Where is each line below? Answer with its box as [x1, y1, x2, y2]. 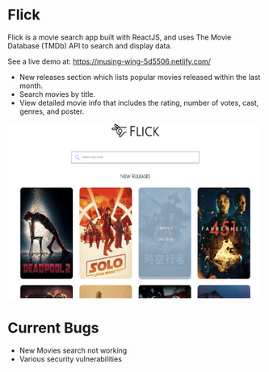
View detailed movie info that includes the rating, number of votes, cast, [19, 98, 259, 107]
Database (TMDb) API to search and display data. [7, 40, 173, 50]
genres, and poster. [19, 107, 85, 116]
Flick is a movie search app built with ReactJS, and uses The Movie [7, 32, 232, 42]
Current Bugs [7, 319, 99, 337]
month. [19, 81, 44, 90]
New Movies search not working [19, 345, 128, 356]
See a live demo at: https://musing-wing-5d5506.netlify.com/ [7, 56, 212, 66]
